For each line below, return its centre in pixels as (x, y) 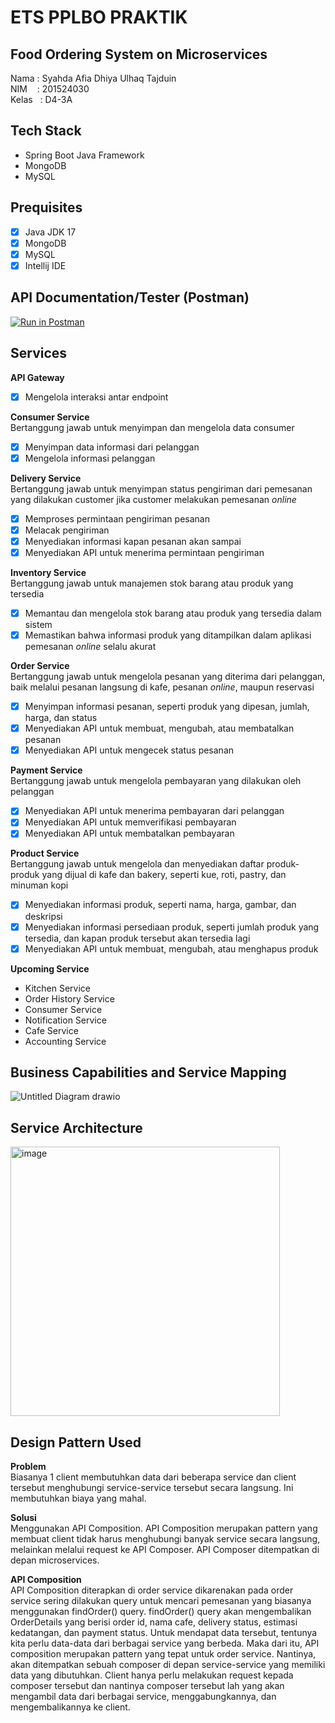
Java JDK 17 (50, 232)
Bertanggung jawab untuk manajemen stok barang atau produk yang (152, 583)
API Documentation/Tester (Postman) (130, 297)
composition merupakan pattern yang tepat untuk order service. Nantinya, (163, 1654)
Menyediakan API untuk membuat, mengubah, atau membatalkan (159, 728)
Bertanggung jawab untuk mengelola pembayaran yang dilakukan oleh (156, 781)
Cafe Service (51, 1030)
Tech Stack (46, 131)
